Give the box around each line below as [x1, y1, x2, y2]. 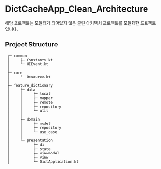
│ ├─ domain [7, 117, 40, 122]
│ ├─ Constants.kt [7, 57, 53, 62]
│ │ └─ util [7, 108, 49, 113]
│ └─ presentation [7, 138, 53, 143]
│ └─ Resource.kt [7, 74, 51, 79]
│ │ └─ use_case [7, 129, 57, 134]
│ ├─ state [7, 146, 51, 151]
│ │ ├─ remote [7, 100, 53, 105]
